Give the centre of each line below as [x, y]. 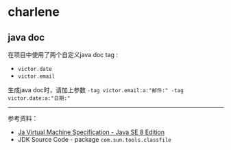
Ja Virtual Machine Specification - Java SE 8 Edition [91, 132]
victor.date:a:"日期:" [39, 98]
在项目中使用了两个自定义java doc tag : [63, 55]
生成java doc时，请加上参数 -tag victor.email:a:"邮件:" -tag [96, 90]
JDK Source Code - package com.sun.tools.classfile [95, 139]
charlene [34, 12]
